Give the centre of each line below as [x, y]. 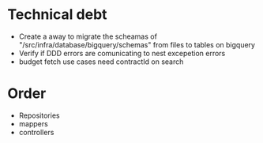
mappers [33, 123]
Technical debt [57, 15]
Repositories [39, 115]
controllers [36, 132]
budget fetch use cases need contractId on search [101, 62]
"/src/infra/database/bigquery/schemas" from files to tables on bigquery [137, 44]
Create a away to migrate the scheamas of [88, 36]
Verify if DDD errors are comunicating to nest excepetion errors [122, 53]
